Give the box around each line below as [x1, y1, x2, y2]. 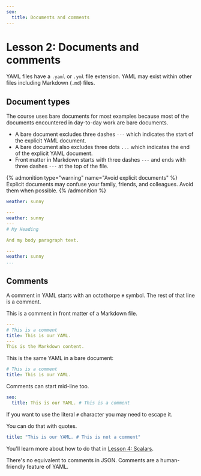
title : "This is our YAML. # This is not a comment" [6, 434, 141, 440]
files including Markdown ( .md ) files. [6, 79, 95, 87]
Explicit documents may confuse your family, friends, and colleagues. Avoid [6, 181, 194, 188]
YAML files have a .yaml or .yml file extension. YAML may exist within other [6, 73, 192, 80]
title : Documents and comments [11, 14, 90, 20]
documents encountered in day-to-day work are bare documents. [6, 119, 169, 126]
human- [160, 456, 180, 463]
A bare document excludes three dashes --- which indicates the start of [14, 130, 194, 138]
